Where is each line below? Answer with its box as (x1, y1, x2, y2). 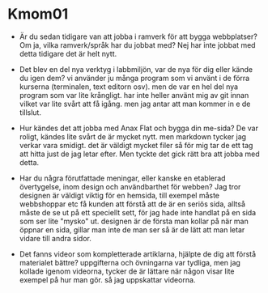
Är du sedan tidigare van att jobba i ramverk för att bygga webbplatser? (19, 32, 258, 41)
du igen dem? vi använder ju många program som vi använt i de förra (19, 73, 250, 83)
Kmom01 (7, 5, 69, 23)
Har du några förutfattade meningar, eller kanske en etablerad (19, 173, 226, 183)
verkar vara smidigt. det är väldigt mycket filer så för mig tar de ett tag (19, 140, 253, 150)
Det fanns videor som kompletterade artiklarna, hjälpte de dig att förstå (19, 248, 257, 259)
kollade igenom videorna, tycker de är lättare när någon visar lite (19, 266, 236, 276)
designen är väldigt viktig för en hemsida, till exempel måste (19, 190, 220, 200)
